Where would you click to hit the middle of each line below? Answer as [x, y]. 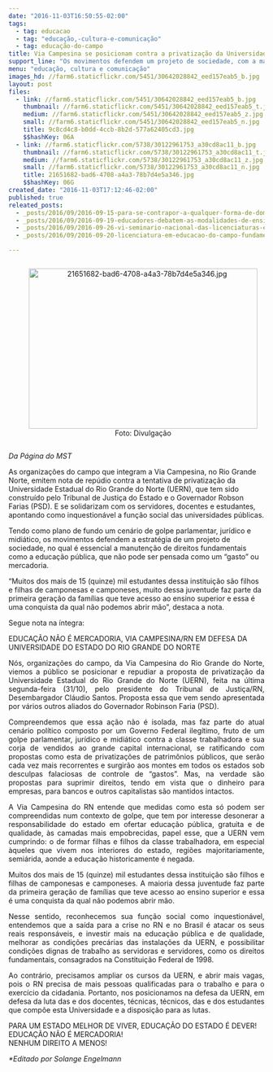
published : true [36, 197]
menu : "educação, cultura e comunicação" [80, 69]
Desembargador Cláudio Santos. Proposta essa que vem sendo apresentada [136, 698]
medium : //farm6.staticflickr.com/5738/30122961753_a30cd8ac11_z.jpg [143, 160]
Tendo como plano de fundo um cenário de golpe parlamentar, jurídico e [130, 531]
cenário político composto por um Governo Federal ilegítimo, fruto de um [136, 731]
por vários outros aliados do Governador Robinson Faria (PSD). [114, 706]
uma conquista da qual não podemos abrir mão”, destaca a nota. [117, 607]
